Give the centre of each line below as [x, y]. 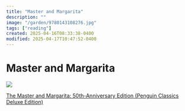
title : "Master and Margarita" [45, 12]
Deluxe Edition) [25, 102]
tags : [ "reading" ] [29, 28]
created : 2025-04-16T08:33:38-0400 [50, 34]
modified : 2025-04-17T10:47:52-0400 [51, 39]
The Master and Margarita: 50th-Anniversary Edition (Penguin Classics [92, 96]
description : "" [26, 17]
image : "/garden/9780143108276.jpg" [51, 22]
